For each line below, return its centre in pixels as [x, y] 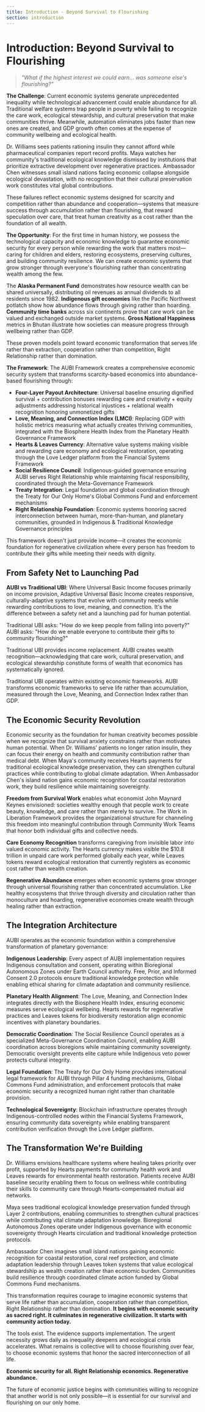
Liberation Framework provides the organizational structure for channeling [100, 818]
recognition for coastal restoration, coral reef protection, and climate [92, 1258]
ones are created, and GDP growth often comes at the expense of [89, 128]
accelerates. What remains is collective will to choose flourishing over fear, [100, 1346]
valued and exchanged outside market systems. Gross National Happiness [101, 319]
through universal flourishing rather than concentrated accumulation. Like [99, 887]
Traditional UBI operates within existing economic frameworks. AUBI [92, 682]
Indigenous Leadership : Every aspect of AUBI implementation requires [95, 958]
